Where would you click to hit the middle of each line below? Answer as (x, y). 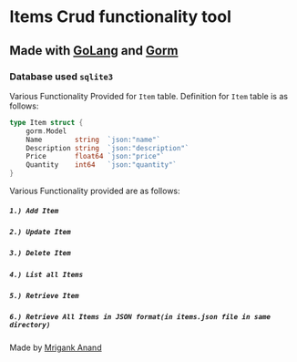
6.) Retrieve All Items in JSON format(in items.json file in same (140, 317)
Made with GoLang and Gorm (94, 51)
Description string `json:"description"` (108, 148)
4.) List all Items (46, 274)
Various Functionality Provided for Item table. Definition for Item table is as (149, 96)
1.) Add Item (34, 211)
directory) (30, 326)
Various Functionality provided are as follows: (95, 191)
